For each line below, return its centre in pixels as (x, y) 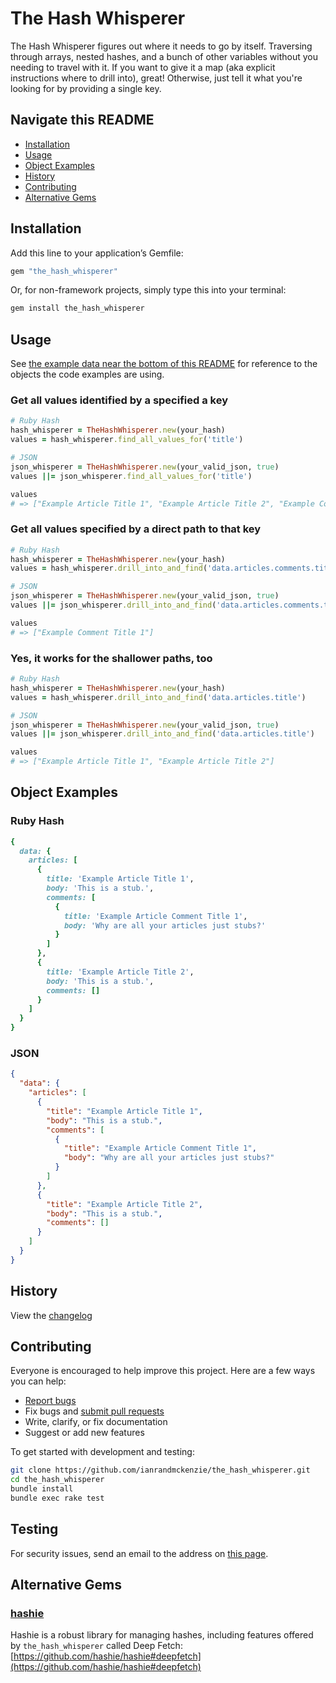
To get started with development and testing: (102, 1452)
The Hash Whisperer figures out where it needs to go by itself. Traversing (161, 46)
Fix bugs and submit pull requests (94, 1411)
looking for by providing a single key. (86, 88)
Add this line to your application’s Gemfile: (97, 253)
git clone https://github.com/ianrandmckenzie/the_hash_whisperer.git (160, 1470)
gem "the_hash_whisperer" (64, 271)
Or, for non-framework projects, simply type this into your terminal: (148, 290)
